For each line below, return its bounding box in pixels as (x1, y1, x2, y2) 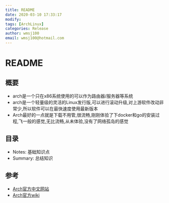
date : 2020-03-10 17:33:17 (5, 12, 62, 17)
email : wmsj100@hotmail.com (5, 36, 65, 41)
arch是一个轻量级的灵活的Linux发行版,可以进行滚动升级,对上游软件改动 (12, 99, 160, 105)
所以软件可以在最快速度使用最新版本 (22, 106, 98, 112)
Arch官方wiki (12, 192, 40, 198)
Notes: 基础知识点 (12, 148, 50, 155)
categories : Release (5, 26, 49, 31)
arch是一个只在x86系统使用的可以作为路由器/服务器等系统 (12, 93, 134, 99)
